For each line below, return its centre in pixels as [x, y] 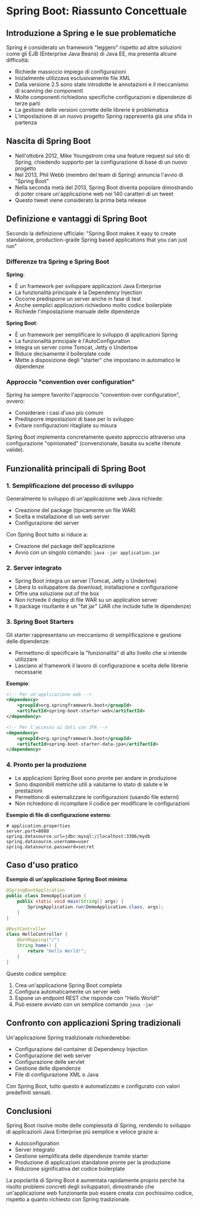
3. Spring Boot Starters [40, 622]
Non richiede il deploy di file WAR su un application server [86, 600]
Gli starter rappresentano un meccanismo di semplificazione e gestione [94, 635]
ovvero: [15, 401]
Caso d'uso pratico [42, 865]
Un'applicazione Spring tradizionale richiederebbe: [69, 1037]
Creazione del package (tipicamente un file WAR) [75, 510]
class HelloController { [37, 934]
